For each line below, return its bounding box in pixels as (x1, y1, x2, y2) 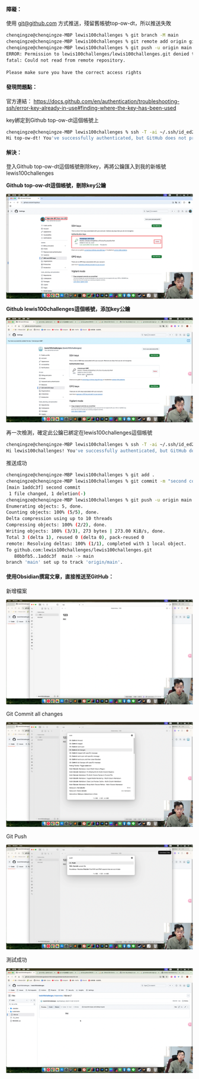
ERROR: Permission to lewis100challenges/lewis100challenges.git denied (6, 51, 190, 57)
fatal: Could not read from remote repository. (6, 57, 126, 63)
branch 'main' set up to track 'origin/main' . (6, 560, 123, 566)
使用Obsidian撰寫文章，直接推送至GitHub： (6, 573, 114, 580)
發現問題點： (6, 83, 37, 90)
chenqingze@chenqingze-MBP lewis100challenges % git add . (6, 472, 155, 478)
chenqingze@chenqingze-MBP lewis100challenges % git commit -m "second (6, 479, 187, 484)
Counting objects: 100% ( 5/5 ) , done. (6, 509, 99, 515)
